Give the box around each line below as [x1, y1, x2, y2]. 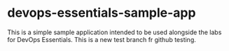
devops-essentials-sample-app [7, 5, 196, 21]
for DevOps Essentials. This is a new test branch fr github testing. [7, 35, 196, 43]
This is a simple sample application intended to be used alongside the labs [7, 28, 222, 36]
